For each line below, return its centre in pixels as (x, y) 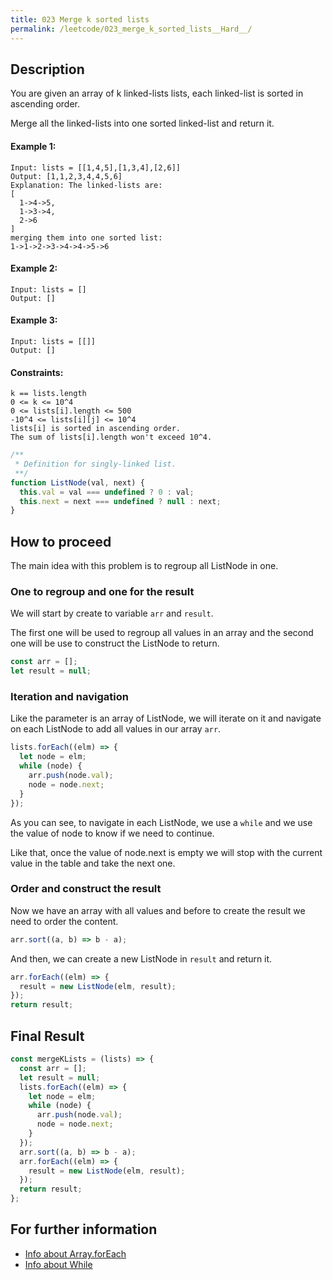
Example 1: (33, 146)
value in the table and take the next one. (93, 863)
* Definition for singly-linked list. (95, 464)
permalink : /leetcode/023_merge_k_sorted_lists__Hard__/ (131, 29)
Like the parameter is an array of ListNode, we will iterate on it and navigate (166, 718)
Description (47, 69)
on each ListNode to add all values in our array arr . (116, 729)
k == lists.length (48, 394)
